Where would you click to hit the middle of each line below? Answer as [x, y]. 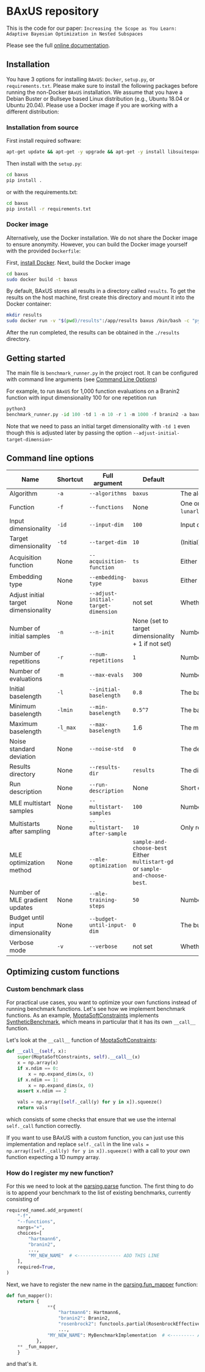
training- [103, 900]
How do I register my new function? [60, 1173]
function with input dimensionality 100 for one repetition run [81, 398]
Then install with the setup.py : [44, 163]
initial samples [30, 636]
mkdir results [24, 315]
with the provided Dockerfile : [44, 251]
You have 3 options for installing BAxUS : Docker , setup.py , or [81, 79]
